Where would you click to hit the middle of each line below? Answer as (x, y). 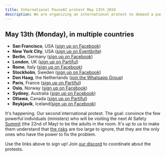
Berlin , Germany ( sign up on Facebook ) (52, 57)
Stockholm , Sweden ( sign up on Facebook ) (57, 73)
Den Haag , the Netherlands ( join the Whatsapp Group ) (68, 78)
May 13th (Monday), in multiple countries (70, 34)
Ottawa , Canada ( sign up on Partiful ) (50, 99)
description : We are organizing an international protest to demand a (79, 14)
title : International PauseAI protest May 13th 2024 (61, 10)
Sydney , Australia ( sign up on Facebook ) (54, 93)
